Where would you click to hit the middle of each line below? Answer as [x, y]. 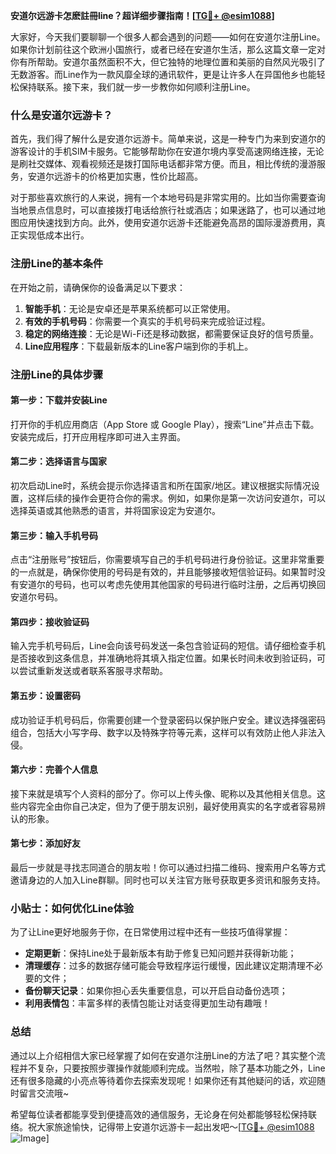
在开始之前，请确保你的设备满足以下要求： [98, 287]
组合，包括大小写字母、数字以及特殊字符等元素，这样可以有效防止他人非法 [163, 732]
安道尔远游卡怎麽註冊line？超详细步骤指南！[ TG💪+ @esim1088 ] [142, 15]
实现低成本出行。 [54, 235]
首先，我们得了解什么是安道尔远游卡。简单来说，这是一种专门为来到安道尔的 [168, 139]
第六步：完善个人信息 [54, 770]
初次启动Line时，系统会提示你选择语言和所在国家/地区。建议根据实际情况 [161, 485]
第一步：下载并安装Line [59, 400]
